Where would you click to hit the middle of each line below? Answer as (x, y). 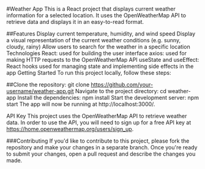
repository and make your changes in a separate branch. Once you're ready (102, 147)
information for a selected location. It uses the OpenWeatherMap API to (96, 15)
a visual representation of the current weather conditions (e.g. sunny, (94, 40)
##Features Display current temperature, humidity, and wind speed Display (101, 34)
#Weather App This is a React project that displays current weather (91, 9)
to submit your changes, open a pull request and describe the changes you (101, 154)
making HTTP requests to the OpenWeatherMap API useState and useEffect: (103, 60)
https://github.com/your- (122, 85)
